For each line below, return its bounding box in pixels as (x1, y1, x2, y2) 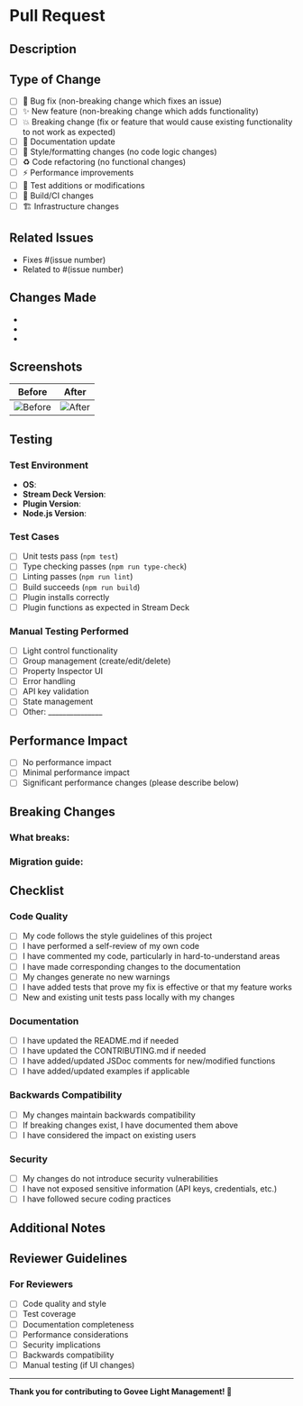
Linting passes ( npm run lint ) (22, 571, 133, 582)
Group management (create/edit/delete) (22, 655, 171, 667)
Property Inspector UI (22, 666, 104, 677)
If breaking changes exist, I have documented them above (22, 1119, 239, 1130)
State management (22, 696, 94, 708)
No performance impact (22, 757, 112, 768)
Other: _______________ (22, 707, 103, 717)
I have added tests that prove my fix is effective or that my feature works (22, 981, 293, 992)
